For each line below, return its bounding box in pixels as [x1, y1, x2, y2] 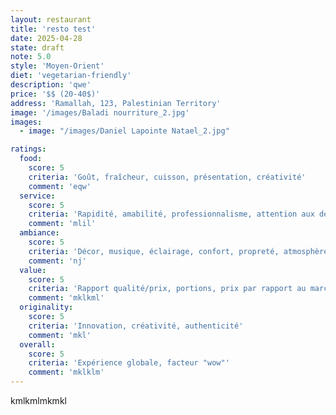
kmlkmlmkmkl [10, 395, 67, 406]
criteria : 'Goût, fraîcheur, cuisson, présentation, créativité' [28, 172, 307, 182]
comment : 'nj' [28, 256, 87, 266]
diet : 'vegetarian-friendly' [10, 71, 132, 81]
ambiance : [19, 228, 60, 238]
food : [19, 154, 43, 164]
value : [19, 265, 47, 275]
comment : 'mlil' [28, 219, 97, 229]
